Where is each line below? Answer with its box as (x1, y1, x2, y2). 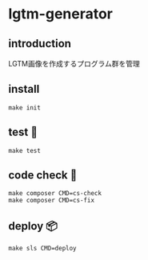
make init (8, 103, 42, 112)
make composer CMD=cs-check (8, 190, 102, 198)
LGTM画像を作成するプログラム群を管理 (8, 59, 140, 68)
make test (8, 146, 42, 154)
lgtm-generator (8, 5, 114, 23)
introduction (8, 37, 72, 50)
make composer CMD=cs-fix (8, 197, 94, 205)
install (8, 82, 40, 96)
